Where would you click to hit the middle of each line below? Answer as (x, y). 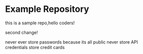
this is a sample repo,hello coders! (40, 23)
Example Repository (47, 9)
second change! (21, 32)
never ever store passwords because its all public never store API (71, 42)
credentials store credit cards (35, 47)
